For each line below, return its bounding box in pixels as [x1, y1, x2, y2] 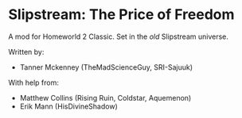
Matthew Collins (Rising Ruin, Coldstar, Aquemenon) [19, 93, 192, 102]
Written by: [8, 47, 45, 56]
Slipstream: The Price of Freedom [8, 6, 235, 24]
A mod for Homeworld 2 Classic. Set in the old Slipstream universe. [8, 32, 228, 41]
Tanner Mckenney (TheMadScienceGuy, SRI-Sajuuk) [19, 62, 193, 72]
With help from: [8, 78, 60, 87]
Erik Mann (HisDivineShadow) [19, 101, 118, 111]
